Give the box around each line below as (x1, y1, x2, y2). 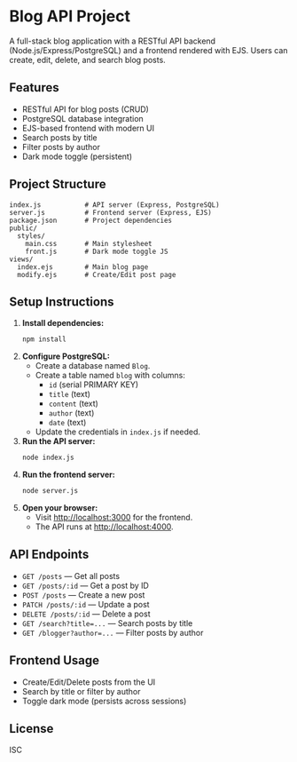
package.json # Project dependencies (9, 216, 173, 225)
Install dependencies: (21, 318, 105, 329)
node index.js (21, 453, 74, 463)
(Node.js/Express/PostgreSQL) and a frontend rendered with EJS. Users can (9, 44, 288, 55)
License (9, 721, 54, 736)
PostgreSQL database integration (21, 113, 144, 123)
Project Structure (9, 177, 106, 192)
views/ (9, 255, 34, 264)
